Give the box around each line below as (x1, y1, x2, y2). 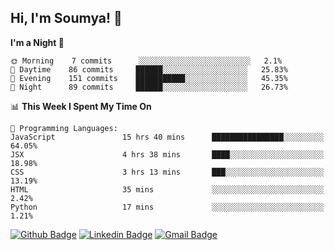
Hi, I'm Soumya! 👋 (10, 10, 123, 27)
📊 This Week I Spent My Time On (10, 100, 152, 112)
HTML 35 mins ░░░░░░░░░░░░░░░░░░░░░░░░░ (10, 184, 325, 195)
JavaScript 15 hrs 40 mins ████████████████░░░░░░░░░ (10, 132, 325, 142)
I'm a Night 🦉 (10, 36, 65, 48)
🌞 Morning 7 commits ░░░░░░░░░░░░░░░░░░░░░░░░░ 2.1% (10, 56, 283, 66)
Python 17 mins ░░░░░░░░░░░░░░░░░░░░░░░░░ (10, 202, 325, 212)
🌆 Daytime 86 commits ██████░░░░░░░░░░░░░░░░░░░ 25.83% (10, 64, 288, 75)
